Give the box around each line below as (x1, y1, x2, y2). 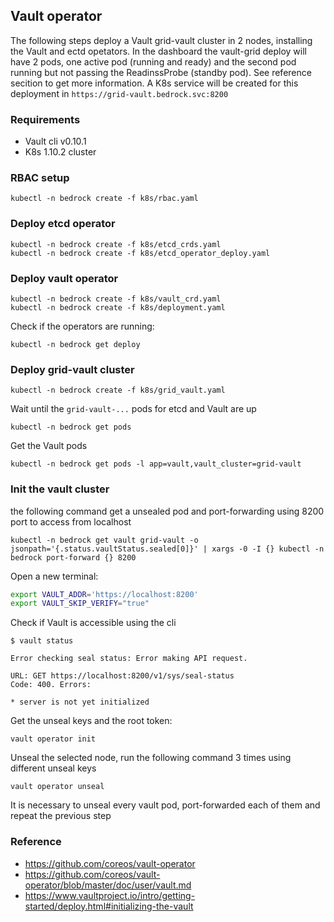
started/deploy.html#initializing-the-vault (24, 900, 194, 912)
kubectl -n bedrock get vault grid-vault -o (10, 535, 199, 545)
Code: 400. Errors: (10, 680, 92, 690)
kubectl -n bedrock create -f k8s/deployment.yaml (10, 303, 226, 313)
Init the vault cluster (10, 482, 110, 496)
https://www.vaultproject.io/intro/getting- (24, 889, 196, 901)
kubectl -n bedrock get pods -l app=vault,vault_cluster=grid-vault (10, 459, 302, 469)
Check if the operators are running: (10, 320, 155, 332)
